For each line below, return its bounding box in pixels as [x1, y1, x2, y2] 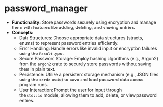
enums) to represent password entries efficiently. [19, 40, 119, 46]
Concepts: [11, 29, 34, 35]
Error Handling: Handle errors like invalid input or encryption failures [19, 45, 157, 51]
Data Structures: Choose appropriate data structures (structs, [19, 35, 143, 41]
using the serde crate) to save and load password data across [19, 77, 144, 82]
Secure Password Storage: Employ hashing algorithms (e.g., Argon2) [19, 55, 158, 61]
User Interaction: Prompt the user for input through [19, 87, 122, 93]
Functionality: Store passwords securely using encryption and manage [11, 19, 157, 25]
